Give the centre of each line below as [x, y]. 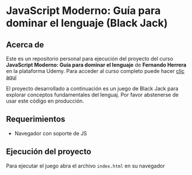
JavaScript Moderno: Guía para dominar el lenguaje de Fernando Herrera [96, 65]
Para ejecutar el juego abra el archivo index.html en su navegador [85, 166]
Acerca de [25, 45]
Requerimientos [36, 119]
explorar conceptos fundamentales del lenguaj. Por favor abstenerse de [92, 95]
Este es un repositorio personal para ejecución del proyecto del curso [90, 59]
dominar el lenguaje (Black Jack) [87, 23]
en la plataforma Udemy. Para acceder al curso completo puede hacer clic [95, 71]
